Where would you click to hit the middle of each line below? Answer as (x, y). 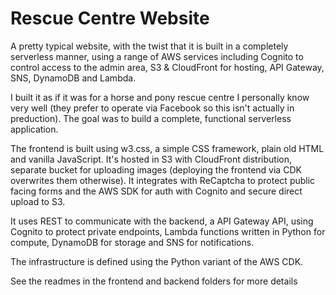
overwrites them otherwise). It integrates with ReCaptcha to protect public (163, 180)
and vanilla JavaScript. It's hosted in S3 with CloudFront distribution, (151, 159)
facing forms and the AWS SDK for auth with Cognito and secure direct (156, 191)
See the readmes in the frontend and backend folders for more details (154, 281)
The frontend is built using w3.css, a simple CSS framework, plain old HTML (167, 148)
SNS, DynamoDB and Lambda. (73, 78)
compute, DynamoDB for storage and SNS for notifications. (132, 242)
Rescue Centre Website (110, 18)
